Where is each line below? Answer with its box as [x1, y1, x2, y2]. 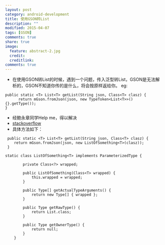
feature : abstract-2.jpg [9, 48, 61, 53]
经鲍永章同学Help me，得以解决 [12, 115, 77, 121]
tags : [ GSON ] [5, 30, 32, 35]
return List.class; [31, 209, 71, 215]
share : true [5, 40, 30, 44]
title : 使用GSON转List [5, 16, 50, 21]
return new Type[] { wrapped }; [31, 192, 98, 198]
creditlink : [9, 58, 34, 63]
